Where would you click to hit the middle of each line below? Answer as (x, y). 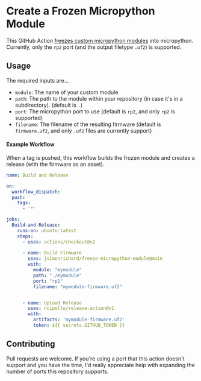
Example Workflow (30, 144)
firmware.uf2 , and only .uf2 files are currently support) (83, 130)
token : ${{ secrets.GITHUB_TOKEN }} (79, 326)
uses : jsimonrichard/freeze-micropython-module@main (95, 259)
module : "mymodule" (57, 270)
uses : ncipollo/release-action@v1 (71, 309)
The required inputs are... (38, 80)
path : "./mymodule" (57, 276)
